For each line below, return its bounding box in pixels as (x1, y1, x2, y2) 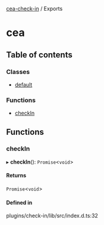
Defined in (6, 199, 33, 206)
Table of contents (6, 50, 73, 60)
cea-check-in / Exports (6, 5, 63, 12)
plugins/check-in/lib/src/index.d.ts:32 (6, 212, 98, 220)
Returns (6, 172, 27, 179)
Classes (6, 67, 30, 76)
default (14, 81, 33, 88)
